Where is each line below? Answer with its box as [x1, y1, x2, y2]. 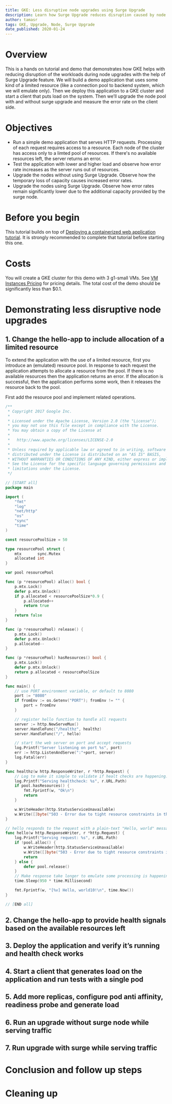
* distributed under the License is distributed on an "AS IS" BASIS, [7, 452, 161, 457]
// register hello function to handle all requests [14, 717, 127, 722]
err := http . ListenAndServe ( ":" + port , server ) [14, 750, 116, 755]
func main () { [5, 684, 36, 689]
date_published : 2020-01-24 [5, 27, 66, 32]
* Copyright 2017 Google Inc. [7, 408, 72, 414]
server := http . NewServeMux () [14, 721, 79, 727]
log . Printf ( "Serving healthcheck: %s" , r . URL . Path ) [14, 778, 127, 784]
